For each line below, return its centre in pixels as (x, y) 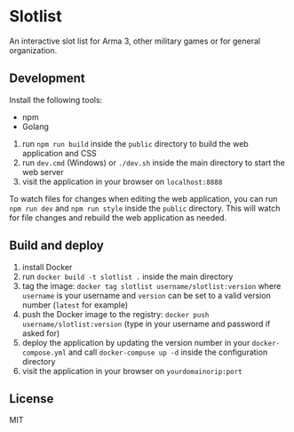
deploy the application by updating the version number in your (136, 342)
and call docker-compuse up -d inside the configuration (168, 352)
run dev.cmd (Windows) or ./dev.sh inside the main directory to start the (154, 163)
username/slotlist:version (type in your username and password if (146, 324)
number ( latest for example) (75, 305)
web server (43, 172)
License (32, 399)
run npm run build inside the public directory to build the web (135, 143)
